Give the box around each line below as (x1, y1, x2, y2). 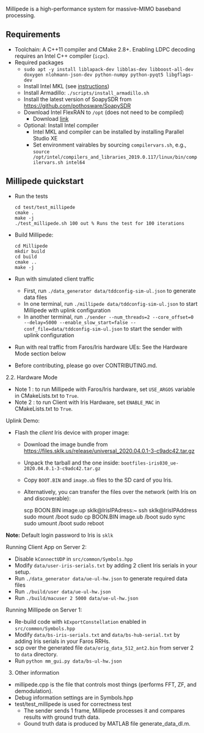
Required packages (14, 58, 64, 66)
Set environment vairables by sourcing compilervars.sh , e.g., (32, 141, 187, 148)
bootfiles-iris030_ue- (121, 460, 179, 466)
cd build (14, 254, 37, 260)
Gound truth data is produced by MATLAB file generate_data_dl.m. (23, 720, 191, 727)
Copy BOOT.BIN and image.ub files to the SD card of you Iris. (23, 476, 173, 484)
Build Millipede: (14, 231, 54, 238)
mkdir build (14, 248, 45, 254)
